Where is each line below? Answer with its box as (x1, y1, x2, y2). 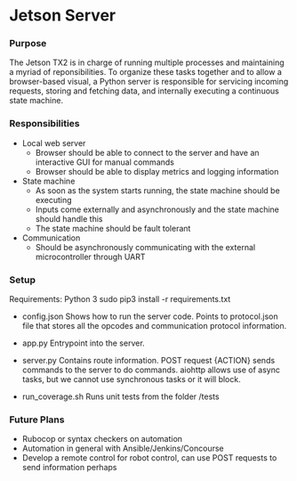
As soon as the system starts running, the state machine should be (35, 184, 280, 196)
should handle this (35, 213, 103, 224)
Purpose (9, 37, 47, 50)
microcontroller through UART (35, 251, 146, 262)
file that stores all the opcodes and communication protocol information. (21, 321, 287, 331)
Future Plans (9, 413, 65, 426)
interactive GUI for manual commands (35, 157, 175, 167)
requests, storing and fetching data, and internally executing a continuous (9, 86, 280, 96)
